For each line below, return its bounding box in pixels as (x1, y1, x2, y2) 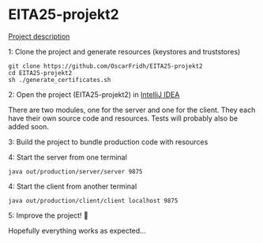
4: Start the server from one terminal (8, 152, 128, 162)
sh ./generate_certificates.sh (8, 76, 111, 84)
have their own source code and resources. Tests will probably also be (8, 113, 239, 123)
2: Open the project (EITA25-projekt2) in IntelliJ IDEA (8, 89, 180, 99)
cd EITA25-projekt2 (8, 69, 73, 77)
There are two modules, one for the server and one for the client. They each (8, 105, 256, 114)
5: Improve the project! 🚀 (8, 211, 88, 220)
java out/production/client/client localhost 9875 (8, 196, 178, 204)
